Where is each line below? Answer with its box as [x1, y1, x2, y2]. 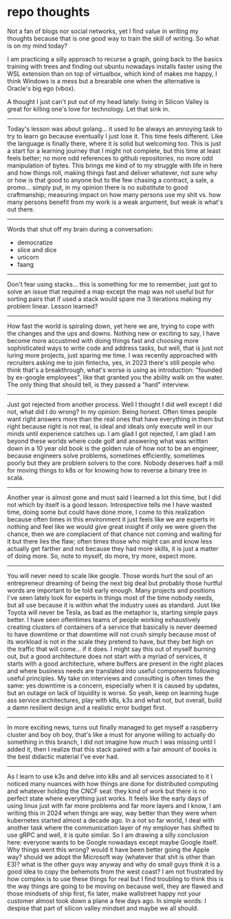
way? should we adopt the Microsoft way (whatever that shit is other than [7, 852, 215, 861]
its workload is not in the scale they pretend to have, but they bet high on [7, 637, 214, 646]
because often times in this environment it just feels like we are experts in [7, 515, 215, 524]
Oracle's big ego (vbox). [7, 84, 76, 92]
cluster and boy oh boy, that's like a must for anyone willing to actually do [7, 730, 215, 739]
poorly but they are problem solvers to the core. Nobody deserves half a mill [7, 459, 223, 467]
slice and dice [16, 245, 57, 254]
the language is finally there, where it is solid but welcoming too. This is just [7, 139, 221, 147]
